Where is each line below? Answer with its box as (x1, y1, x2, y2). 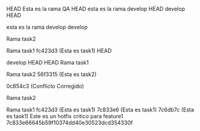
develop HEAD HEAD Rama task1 (6, 59, 89, 66)
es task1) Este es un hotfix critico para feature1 (6, 113, 124, 119)
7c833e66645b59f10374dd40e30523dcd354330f (6, 119, 133, 126)
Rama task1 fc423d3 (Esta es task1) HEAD (6, 47, 112, 54)
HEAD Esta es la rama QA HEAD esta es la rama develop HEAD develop (6, 5, 185, 12)
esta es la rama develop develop (6, 24, 88, 30)
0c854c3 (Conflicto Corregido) (6, 82, 84, 90)
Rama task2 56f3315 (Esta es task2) (6, 71, 97, 78)
